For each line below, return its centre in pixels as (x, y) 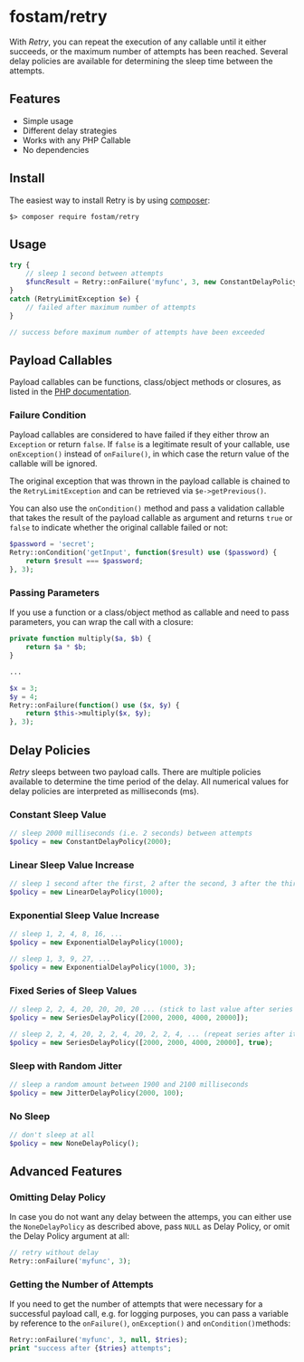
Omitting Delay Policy (58, 1197)
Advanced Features (66, 1171)
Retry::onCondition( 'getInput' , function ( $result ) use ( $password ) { (143, 553)
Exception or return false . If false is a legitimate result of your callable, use (150, 445)
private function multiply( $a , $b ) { (81, 639)
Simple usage (48, 120)
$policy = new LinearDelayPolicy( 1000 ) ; (87, 892)
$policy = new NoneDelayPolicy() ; (75, 1143)
